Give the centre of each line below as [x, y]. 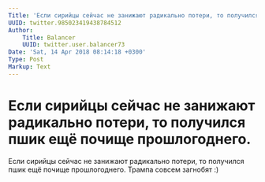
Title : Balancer [49, 37]
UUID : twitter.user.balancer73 [74, 45]
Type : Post [26, 60]
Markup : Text [30, 67]
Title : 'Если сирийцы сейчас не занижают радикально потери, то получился [134, 15]
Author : [21, 30]
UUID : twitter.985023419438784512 [65, 23]
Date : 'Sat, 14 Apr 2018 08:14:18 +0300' [77, 52]
